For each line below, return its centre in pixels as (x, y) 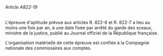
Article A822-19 (21, 7)
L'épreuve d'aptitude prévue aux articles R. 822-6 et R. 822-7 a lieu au (78, 22)
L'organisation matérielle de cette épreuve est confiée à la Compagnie (77, 43)
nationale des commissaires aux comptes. (48, 48)
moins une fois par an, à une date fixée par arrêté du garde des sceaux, (79, 28)
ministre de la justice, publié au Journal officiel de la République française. (82, 33)
